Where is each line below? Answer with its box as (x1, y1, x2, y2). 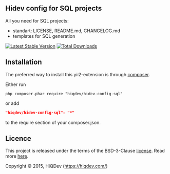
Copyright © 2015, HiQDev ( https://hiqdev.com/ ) (5, 163, 108, 169)
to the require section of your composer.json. (5, 119, 101, 125)
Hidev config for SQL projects (5, 4, 102, 13)
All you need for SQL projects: (5, 17, 69, 24)
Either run (5, 81, 26, 88)
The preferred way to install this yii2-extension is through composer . (5, 71, 150, 77)
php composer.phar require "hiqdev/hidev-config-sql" (5, 91, 123, 96)
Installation (5, 58, 42, 67)
